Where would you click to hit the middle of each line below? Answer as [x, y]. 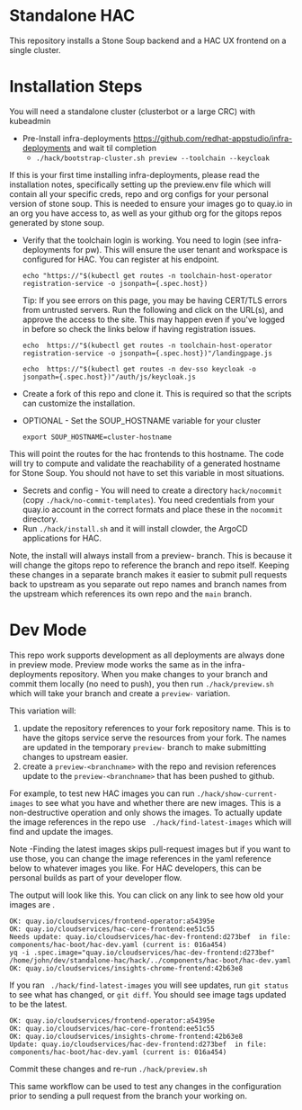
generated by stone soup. [57, 222]
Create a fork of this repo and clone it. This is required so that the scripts [157, 393]
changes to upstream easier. [75, 756]
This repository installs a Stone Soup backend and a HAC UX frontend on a [148, 40]
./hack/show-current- [237, 794]
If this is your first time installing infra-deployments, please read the [135, 175]
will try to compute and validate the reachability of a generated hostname [145, 463]
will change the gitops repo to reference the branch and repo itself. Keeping [149, 565]
